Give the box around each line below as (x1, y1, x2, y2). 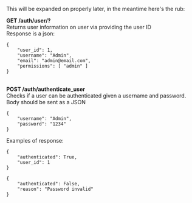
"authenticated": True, (17, 154, 78, 160)
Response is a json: (6, 30, 55, 37)
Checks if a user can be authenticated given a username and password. (6, 92, 187, 99)
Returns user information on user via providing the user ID (6, 24, 152, 30)
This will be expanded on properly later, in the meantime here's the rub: (6, 5, 185, 12)
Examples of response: (6, 137, 64, 144)
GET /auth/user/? (6, 17, 51, 24)
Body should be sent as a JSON (6, 99, 86, 105)
